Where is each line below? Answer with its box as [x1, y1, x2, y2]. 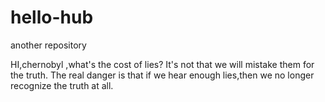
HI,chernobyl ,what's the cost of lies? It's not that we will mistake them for [10, 58, 315, 70]
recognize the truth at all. [10, 79, 114, 91]
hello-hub [10, 6, 94, 29]
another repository [10, 39, 87, 51]
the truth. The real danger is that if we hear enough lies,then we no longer [10, 69, 315, 81]
